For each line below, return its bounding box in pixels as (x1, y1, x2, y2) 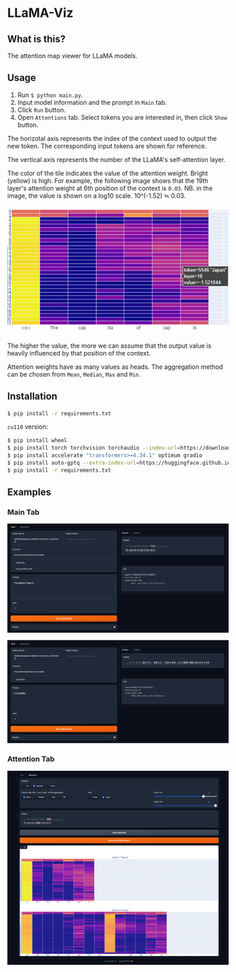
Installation (7, 391, 58, 403)
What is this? (7, 33, 66, 45)
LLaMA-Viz (7, 5, 74, 21)
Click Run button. (17, 106, 66, 114)
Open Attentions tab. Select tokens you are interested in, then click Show (17, 113, 228, 121)
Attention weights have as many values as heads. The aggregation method (7, 362, 223, 371)
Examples (7, 486, 51, 498)
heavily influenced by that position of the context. (7, 348, 151, 357)
